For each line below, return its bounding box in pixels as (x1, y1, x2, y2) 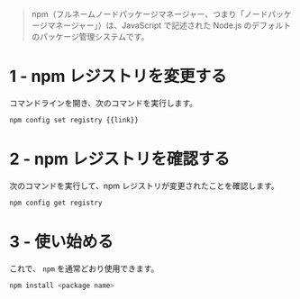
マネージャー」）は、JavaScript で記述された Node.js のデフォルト (47, 20, 292, 31)
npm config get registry (9, 198, 103, 207)
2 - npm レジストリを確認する (9, 149, 231, 169)
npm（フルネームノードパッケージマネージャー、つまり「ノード (31, 9, 268, 19)
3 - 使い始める (9, 231, 114, 251)
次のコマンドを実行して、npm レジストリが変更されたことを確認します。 (9, 180, 279, 191)
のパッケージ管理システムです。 (31, 32, 150, 41)
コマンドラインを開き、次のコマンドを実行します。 (9, 97, 198, 108)
